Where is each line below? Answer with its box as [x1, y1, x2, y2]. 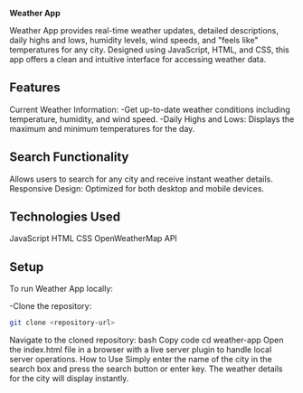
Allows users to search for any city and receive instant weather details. [9, 173, 274, 184]
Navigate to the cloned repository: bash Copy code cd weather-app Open [9, 334, 284, 346]
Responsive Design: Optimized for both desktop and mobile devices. [9, 182, 265, 193]
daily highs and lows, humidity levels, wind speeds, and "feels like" [9, 35, 260, 45]
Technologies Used [9, 210, 120, 225]
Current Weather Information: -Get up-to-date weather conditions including [9, 104, 291, 115]
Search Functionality [9, 149, 129, 165]
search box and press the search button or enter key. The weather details [9, 363, 283, 374]
